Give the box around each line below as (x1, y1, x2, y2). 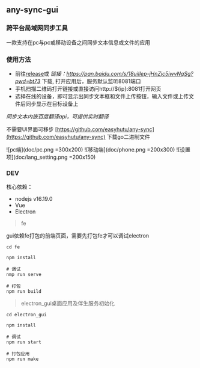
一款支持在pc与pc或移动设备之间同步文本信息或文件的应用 (6, 38, 151, 46)
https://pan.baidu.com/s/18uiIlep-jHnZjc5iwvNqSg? (66, 70, 194, 77)
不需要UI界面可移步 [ (6, 126, 58, 133)
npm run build (6, 289, 42, 295)
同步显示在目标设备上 (25, 100, 79, 107)
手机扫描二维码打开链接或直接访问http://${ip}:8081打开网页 (14, 85, 162, 92)
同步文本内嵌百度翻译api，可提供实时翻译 (6, 112, 109, 120)
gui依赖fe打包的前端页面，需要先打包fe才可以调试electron (6, 232, 150, 239)
